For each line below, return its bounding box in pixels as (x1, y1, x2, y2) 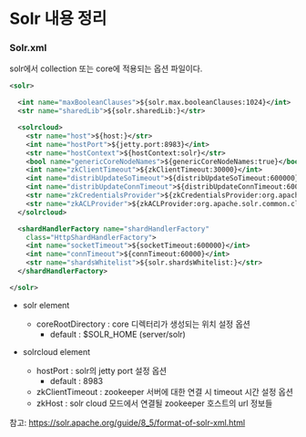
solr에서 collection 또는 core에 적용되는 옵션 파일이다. (9, 63, 203, 74)
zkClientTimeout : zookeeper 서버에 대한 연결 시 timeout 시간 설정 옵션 (36, 386, 294, 397)
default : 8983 (49, 375, 103, 386)
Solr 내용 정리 (9, 8, 107, 29)
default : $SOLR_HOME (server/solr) (49, 328, 187, 339)
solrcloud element (22, 346, 91, 357)
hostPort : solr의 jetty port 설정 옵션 (36, 365, 167, 376)
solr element (22, 299, 70, 310)
